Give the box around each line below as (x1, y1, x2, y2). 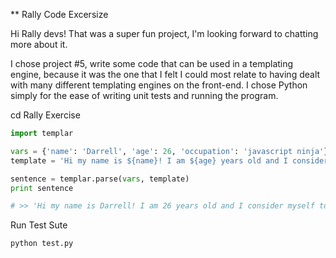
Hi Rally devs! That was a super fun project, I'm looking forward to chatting (10, 28, 319, 39)
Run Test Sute (10, 219, 68, 231)
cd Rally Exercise (10, 109, 81, 121)
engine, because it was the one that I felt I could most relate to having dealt (10, 69, 321, 80)
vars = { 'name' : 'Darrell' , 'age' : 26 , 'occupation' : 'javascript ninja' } (10, 146, 329, 156)
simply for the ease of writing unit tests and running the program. (10, 90, 279, 101)
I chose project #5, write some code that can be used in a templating (10, 58, 294, 69)
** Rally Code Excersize (10, 9, 109, 20)
